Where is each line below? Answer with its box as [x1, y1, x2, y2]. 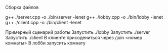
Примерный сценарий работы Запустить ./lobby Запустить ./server [5, 29, 150, 35]
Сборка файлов [5, 5, 39, 10]
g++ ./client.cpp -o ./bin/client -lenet [5, 20, 82, 25]
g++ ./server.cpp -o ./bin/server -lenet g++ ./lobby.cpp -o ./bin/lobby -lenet [5, 14, 163, 20]
